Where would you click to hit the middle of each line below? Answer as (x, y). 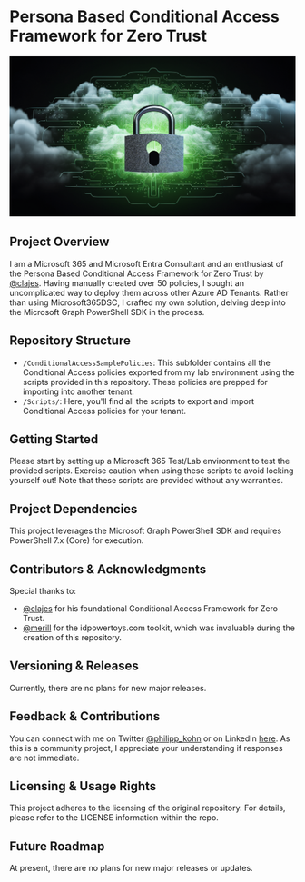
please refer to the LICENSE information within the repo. (114, 818)
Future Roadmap (57, 846)
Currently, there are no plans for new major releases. (108, 688)
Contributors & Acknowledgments (108, 569)
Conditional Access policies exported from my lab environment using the (158, 372)
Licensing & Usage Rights (83, 786)
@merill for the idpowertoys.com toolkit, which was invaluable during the (158, 628)
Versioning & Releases (74, 666)
